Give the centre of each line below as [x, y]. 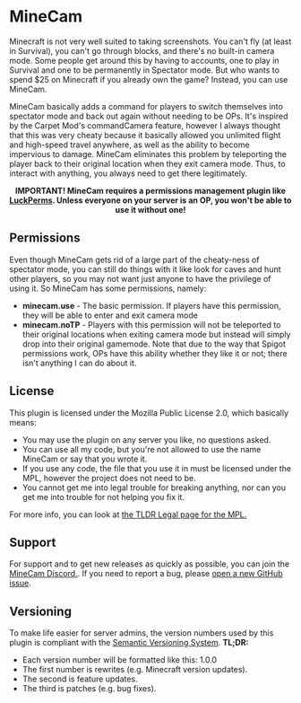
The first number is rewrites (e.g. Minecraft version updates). [135, 670]
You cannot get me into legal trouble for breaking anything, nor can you [154, 488]
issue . [20, 583]
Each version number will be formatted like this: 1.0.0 [120, 660]
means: [23, 422]
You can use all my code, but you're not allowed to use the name [142, 449]
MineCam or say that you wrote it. [85, 459]
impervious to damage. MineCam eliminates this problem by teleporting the [148, 154]
